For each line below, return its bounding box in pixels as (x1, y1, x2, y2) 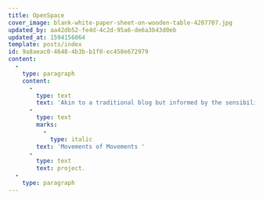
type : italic (49, 135, 92, 143)
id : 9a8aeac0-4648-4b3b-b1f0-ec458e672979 (8, 48, 149, 56)
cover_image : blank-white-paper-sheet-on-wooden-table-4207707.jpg (8, 19, 233, 27)
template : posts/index (8, 41, 82, 49)
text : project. (36, 165, 86, 172)
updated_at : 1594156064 (8, 33, 86, 42)
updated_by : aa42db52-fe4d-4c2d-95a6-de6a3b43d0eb (8, 26, 177, 34)
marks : (36, 121, 58, 128)
